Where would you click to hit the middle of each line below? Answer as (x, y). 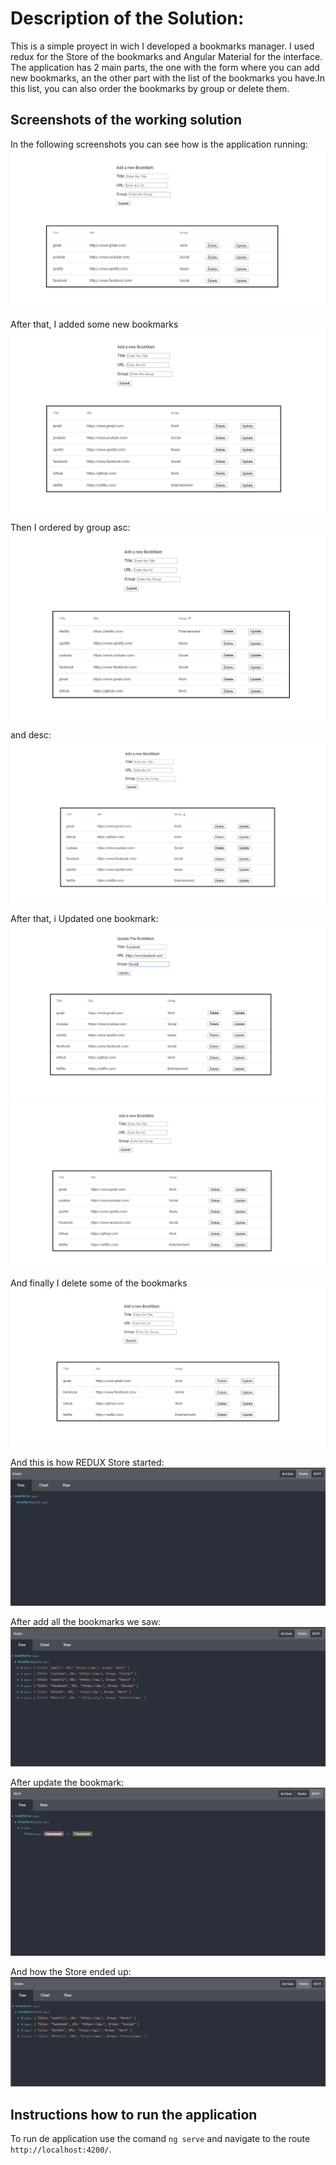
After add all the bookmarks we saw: (86, 1621)
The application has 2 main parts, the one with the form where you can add (165, 67)
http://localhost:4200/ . (61, 2149)
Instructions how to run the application (134, 2114)
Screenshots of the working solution (126, 120)
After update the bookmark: (67, 1783)
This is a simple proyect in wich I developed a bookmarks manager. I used (162, 46)
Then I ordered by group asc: (70, 527)
